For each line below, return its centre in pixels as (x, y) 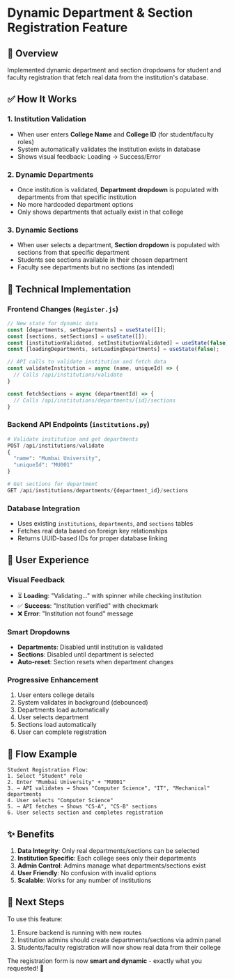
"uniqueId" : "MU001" (43, 465)
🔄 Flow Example (42, 754)
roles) (26, 141)
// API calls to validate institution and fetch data (87, 362)
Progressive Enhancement (53, 680)
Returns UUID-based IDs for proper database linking (92, 538)
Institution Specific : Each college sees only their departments (107, 858)
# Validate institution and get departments (73, 439)
